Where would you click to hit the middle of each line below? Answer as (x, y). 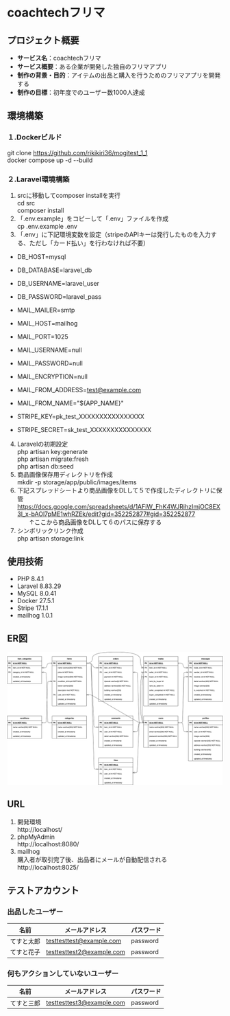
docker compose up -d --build (50, 160)
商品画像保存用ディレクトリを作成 (65, 474)
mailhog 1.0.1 (35, 615)
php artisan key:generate (52, 451)
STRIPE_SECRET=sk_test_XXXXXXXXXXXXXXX (84, 429)
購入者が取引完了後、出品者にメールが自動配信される (92, 859)
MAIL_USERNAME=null (49, 350)
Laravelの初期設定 (42, 444)
